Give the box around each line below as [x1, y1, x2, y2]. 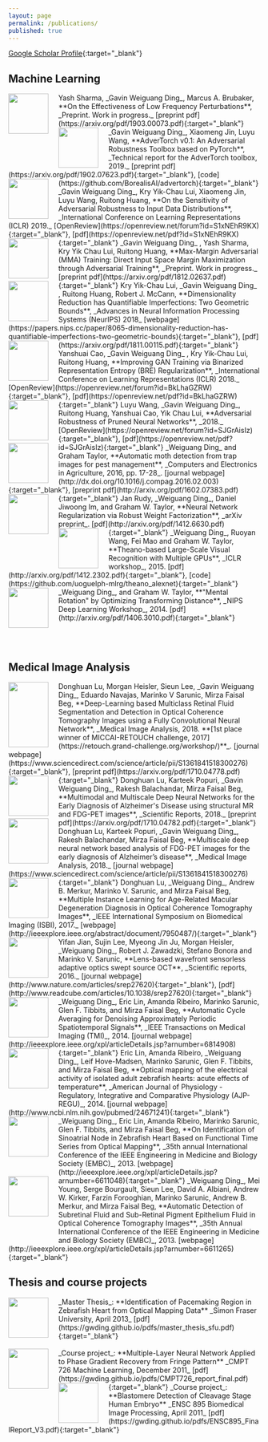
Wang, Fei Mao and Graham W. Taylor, [108, 537, 234, 546]
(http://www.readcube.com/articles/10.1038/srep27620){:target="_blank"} [8, 988, 252, 998]
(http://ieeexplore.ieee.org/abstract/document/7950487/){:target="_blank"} [8, 929, 258, 938]
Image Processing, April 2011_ [108, 1408, 206, 1417]
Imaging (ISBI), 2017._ [8, 920, 79, 930]
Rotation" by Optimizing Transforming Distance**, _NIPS [58, 596, 243, 606]
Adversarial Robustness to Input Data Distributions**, [58, 204, 233, 213]
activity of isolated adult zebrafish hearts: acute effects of [58, 1074, 250, 1083]
